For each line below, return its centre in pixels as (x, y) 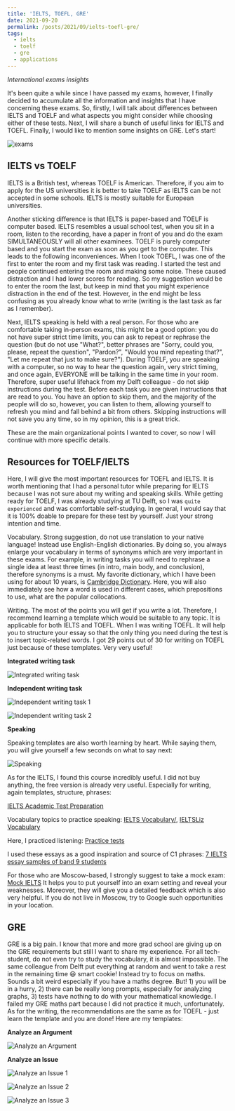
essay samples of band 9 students (57, 862)
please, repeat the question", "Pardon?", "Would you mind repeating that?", (115, 352)
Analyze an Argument (40, 1032)
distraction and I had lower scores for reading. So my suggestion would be (115, 279)
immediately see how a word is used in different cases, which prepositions (115, 590)
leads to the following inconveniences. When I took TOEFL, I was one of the (116, 256)
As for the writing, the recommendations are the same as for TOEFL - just (113, 1011)
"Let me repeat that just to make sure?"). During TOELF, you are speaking (113, 359)
